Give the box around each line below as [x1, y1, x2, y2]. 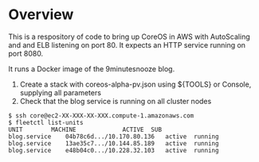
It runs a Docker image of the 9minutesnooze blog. [8, 64, 175, 73]
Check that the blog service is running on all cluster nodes [19, 96, 212, 106]
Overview [8, 6, 74, 24]
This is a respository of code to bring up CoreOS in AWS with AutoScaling [8, 32, 250, 41]
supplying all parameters [19, 87, 102, 97]
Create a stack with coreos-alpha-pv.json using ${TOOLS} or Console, [19, 79, 252, 89]
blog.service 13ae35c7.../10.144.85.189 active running [8, 139, 219, 148]
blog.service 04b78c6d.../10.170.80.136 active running [8, 133, 219, 141]
